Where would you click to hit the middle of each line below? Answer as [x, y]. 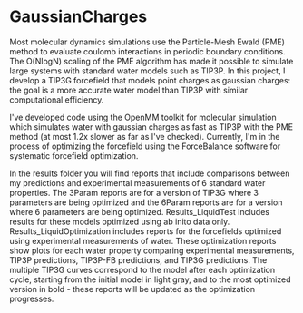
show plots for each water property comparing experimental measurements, [152, 250]
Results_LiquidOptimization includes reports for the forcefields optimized [146, 231]
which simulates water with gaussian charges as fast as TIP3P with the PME [151, 127]
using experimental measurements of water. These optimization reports [143, 240]
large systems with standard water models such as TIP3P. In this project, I [147, 71]
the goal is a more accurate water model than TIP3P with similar [129, 90]
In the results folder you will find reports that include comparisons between [150, 173]
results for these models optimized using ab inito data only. [120, 221]
